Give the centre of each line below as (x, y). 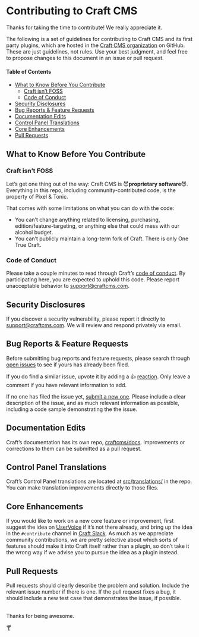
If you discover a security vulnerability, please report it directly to (86, 319)
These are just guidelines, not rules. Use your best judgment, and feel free (97, 51)
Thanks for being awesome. (40, 616)
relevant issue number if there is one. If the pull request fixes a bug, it (91, 592)
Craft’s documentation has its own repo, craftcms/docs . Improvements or (96, 442)
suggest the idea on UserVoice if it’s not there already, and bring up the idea (99, 527)
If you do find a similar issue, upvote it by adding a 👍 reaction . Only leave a (98, 376)
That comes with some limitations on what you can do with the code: (90, 208)
